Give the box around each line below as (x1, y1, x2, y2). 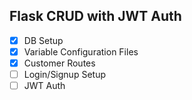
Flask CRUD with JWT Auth (9, 8, 182, 25)
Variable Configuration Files (23, 45, 139, 58)
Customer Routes (23, 57, 96, 69)
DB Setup (23, 34, 64, 46)
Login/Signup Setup (23, 69, 106, 80)
